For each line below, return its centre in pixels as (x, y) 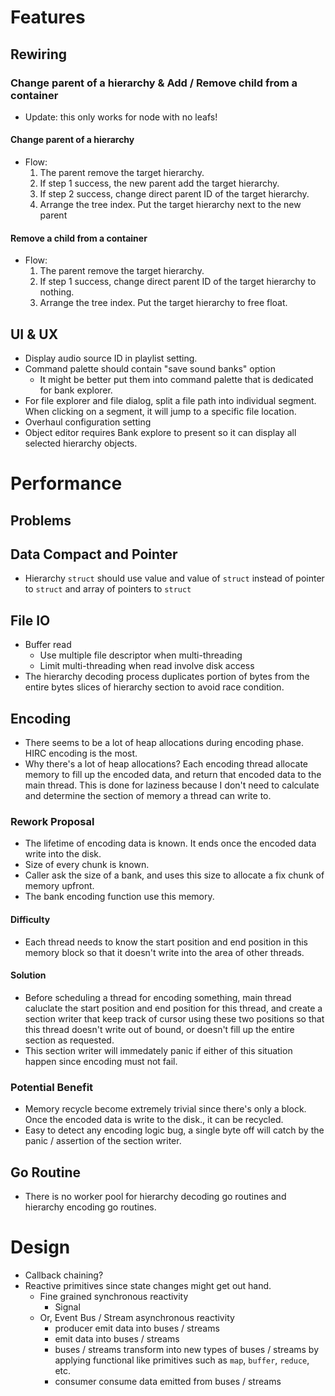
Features (48, 17)
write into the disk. (63, 854)
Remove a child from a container (79, 238)
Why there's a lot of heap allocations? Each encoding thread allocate (166, 764)
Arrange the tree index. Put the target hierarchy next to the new (170, 205)
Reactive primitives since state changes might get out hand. (148, 1285)
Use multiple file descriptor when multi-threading (141, 655)
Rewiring (38, 54)
